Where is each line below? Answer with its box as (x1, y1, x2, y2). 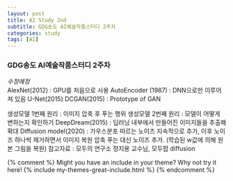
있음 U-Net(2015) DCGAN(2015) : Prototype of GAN (14, 95, 161, 103)
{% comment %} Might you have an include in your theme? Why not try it (7, 158, 217, 167)
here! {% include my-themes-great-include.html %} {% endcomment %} (7, 166, 216, 174)
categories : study (7, 29, 61, 37)
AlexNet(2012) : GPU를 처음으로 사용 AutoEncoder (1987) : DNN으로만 (7, 86, 204, 95)
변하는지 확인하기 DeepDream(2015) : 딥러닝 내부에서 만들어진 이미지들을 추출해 (7, 118, 227, 127)
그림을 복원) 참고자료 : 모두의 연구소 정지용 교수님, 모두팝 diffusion (14, 144, 196, 153)
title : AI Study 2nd (7, 17, 67, 24)
